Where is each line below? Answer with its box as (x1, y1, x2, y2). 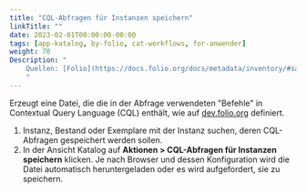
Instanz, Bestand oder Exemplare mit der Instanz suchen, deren (22, 125, 261, 136)
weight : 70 (9, 47, 51, 56)
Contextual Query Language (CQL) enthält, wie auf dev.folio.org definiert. (9, 107, 285, 118)
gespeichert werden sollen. (60, 134, 163, 146)
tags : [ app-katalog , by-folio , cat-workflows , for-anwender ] (9, 38, 247, 48)
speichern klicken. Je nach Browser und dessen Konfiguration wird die (22, 154, 290, 165)
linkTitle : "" (9, 22, 64, 31)
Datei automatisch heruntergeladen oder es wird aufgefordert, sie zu (22, 163, 280, 174)
